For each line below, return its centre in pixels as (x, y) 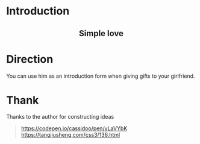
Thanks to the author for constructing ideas (60, 117)
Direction (30, 59)
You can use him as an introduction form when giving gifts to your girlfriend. (101, 76)
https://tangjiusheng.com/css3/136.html (70, 135)
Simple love (101, 33)
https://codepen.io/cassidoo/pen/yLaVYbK (74, 128)
